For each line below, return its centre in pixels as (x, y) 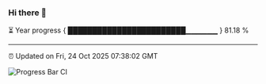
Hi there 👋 (28, 13)
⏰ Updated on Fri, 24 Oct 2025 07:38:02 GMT (83, 56)
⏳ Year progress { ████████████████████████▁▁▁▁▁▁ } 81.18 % (129, 30)
